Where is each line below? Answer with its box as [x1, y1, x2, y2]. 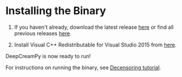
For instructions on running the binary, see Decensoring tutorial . [5, 63, 161, 71]
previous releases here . [14, 29, 71, 36]
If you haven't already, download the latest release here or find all [14, 24, 174, 31]
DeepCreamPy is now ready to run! [5, 52, 91, 59]
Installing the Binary [5, 4, 106, 18]
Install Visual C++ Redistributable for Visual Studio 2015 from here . [14, 41, 177, 48]
